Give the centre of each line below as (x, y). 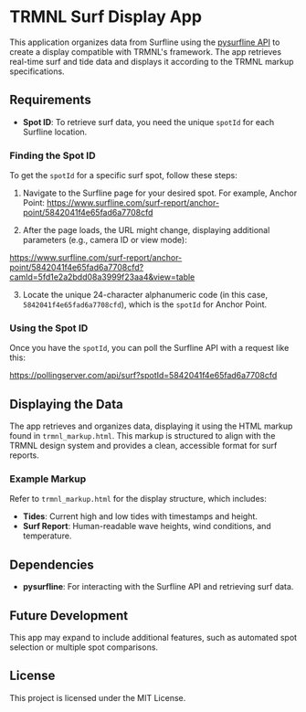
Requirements (50, 100)
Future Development (69, 616)
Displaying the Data (66, 404)
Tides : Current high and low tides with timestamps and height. (140, 516)
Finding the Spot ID (53, 155)
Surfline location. (55, 132)
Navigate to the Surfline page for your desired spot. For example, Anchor (160, 193)
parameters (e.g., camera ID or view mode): (105, 240)
